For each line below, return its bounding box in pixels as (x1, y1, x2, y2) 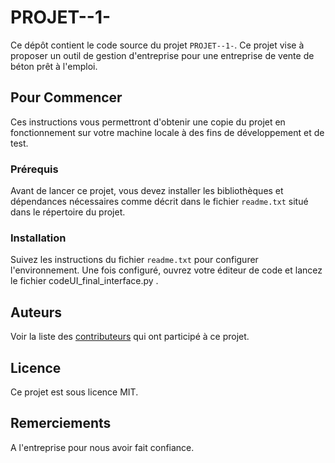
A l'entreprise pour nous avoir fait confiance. (10, 441, 195, 453)
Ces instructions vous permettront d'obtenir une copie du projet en (10, 116, 286, 128)
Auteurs (10, 304, 63, 321)
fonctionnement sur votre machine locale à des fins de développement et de (10, 126, 325, 138)
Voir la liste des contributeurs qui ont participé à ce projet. (10, 331, 250, 343)
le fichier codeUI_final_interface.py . (10, 275, 159, 287)
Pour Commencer (10, 89, 123, 106)
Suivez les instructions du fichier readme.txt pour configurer (10, 254, 259, 266)
